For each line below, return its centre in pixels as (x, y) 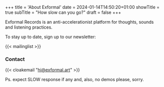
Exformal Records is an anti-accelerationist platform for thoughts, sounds (80, 22)
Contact (15, 59)
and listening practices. (29, 27)
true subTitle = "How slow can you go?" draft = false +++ (63, 12)
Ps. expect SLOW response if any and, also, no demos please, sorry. (75, 80)
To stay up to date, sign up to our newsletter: (50, 37)
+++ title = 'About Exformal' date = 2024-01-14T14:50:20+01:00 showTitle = (82, 7)
